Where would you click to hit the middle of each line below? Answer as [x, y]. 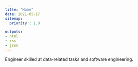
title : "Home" [19, 9]
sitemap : [14, 18]
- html [12, 36]
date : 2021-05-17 [23, 14]
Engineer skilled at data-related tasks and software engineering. [69, 59]
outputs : [14, 32]
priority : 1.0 [25, 23]
